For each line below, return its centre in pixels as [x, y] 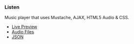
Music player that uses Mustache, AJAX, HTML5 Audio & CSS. [67, 18]
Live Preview [24, 27]
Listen [12, 7]
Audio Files [23, 32]
